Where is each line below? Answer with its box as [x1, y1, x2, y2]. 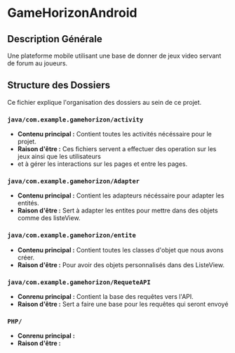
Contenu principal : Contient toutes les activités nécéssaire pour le [17, 130, 213, 139]
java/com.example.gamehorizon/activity [7, 115, 144, 124]
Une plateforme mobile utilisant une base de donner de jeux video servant [7, 51, 222, 60]
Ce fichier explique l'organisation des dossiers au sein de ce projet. [7, 98, 202, 106]
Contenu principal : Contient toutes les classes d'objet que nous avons [17, 245, 224, 254]
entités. [17, 199, 40, 207]
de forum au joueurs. [7, 59, 68, 68]
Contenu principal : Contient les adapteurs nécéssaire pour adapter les [17, 191, 224, 200]
